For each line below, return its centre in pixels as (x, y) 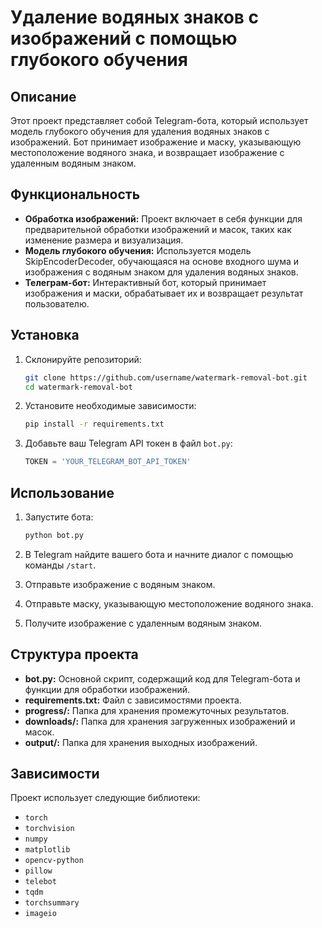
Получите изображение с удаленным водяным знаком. (143, 623)
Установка (45, 335)
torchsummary (52, 903)
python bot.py (54, 535)
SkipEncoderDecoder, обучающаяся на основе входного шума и (161, 261)
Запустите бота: (59, 517)
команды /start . (60, 565)
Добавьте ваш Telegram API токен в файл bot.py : (128, 443)
